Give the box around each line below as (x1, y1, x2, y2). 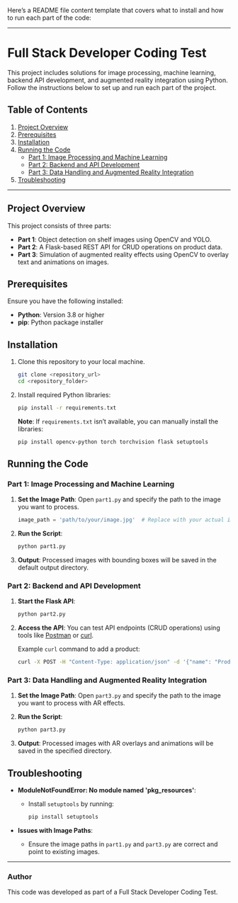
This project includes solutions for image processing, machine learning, (7, 68, 216, 76)
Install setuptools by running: (28, 800, 115, 808)
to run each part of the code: (7, 13, 92, 22)
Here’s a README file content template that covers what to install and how (7, 6, 225, 14)
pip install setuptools (28, 814, 99, 821)
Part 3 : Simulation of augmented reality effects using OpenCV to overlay (17, 250, 229, 259)
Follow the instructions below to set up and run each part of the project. (7, 83, 217, 91)
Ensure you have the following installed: (7, 297, 124, 305)
